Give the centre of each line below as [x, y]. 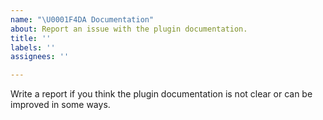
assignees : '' [40, 57]
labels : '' [33, 47]
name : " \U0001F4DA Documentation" [82, 19]
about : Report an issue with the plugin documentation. [129, 29]
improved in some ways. [60, 105]
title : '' [31, 38]
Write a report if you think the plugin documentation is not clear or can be [161, 94]
